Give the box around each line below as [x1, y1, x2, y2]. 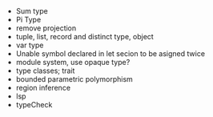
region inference [15, 83, 70, 93]
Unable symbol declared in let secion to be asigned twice [15, 49, 206, 58]
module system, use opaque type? [15, 58, 131, 67]
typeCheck [15, 100, 53, 110]
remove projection [15, 23, 77, 33]
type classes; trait [15, 66, 75, 75]
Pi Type [15, 15, 42, 25]
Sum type [15, 6, 48, 16]
